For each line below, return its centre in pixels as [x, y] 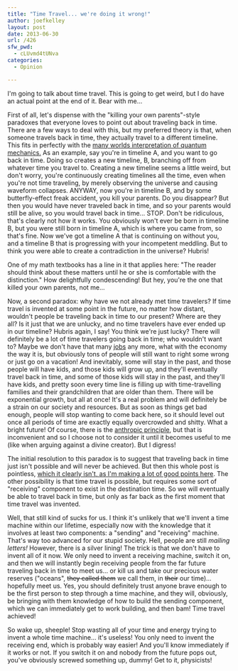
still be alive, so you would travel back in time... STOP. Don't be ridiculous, [115, 213]
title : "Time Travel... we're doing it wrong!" [79, 14]
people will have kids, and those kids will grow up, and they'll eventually [113, 369]
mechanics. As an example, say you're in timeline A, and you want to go [113, 152]
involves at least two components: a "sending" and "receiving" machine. [113, 533]
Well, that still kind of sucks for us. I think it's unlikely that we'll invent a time [118, 517]
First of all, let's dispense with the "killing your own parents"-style [104, 115]
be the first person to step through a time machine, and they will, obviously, [118, 593]
